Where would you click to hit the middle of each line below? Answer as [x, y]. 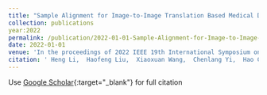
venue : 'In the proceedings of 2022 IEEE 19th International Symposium [129, 52]
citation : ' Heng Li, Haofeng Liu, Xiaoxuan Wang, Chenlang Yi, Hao [131, 60]
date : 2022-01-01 [37, 45]
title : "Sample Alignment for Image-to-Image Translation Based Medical [131, 15]
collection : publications [51, 23]
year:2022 [25, 30]
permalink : [26, 38]
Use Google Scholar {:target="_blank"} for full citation [95, 82]
